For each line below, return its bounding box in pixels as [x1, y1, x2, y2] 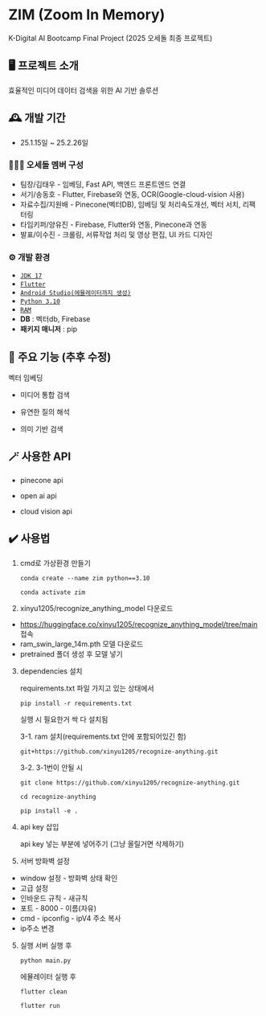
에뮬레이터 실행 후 [19, 971, 76, 981]
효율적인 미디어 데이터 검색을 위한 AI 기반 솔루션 [8, 85, 159, 95]
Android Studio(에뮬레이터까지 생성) [19, 289, 131, 297]
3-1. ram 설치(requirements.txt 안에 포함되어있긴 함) [19, 731, 186, 741]
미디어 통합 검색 [19, 390, 70, 399]
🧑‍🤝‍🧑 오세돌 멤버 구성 [8, 159, 84, 170]
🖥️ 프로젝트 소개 [8, 59, 79, 73]
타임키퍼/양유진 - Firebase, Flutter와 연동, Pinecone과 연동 [19, 219, 207, 229]
